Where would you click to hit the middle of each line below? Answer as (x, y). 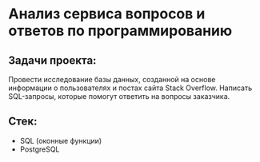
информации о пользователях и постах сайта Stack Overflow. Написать (130, 88)
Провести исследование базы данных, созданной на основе (112, 79)
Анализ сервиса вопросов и (107, 14)
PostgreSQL (40, 149)
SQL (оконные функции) (61, 140)
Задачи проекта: (52, 60)
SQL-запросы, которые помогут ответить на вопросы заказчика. (119, 96)
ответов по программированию (120, 31)
